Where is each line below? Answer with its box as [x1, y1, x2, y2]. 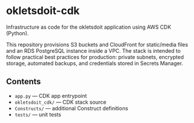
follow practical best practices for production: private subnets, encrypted [6, 53, 184, 60]
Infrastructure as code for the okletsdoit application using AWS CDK [6, 23, 172, 30]
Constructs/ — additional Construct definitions [14, 104, 129, 112]
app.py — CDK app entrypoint [14, 92, 87, 99]
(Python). [6, 29, 29, 36]
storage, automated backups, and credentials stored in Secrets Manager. [6, 60, 183, 67]
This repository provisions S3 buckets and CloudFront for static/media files [6, 41, 189, 48]
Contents [6, 77, 41, 87]
